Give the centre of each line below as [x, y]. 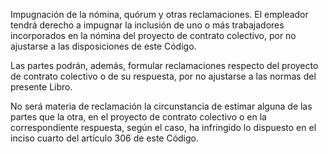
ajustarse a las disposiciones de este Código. [103, 46]
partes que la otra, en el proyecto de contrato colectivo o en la [138, 117]
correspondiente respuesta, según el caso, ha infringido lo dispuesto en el [163, 127]
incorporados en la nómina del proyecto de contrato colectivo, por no [153, 35]
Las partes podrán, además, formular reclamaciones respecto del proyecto [164, 65]
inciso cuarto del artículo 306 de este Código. [105, 138]
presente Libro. [41, 87]
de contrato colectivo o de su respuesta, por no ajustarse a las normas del [163, 76]
